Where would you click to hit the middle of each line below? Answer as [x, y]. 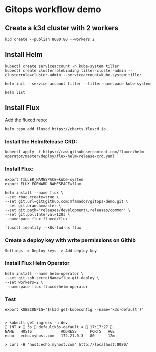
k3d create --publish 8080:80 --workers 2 [50, 39]
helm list [15, 92]
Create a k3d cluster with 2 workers [62, 28]
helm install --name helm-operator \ [44, 274]
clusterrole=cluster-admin [33, 75]
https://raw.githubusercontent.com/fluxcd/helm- [95, 152]
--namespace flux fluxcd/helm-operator [47, 287]
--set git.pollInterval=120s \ [38, 215]
